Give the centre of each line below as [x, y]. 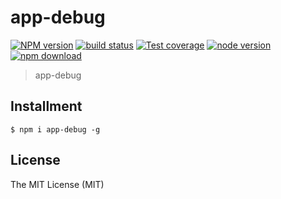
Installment [46, 106]
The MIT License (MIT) [57, 184]
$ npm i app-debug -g [55, 129]
